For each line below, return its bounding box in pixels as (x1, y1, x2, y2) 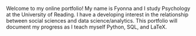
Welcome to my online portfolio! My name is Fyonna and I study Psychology (6, 5, 191, 12)
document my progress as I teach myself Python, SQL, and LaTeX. (6, 23, 167, 30)
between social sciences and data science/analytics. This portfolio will (6, 17, 178, 24)
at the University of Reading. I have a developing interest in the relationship (6, 11, 189, 18)
